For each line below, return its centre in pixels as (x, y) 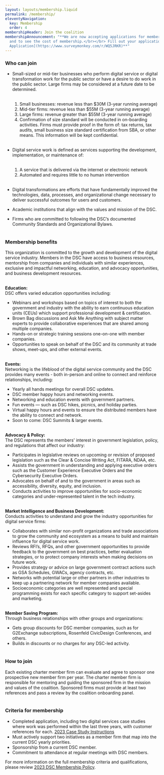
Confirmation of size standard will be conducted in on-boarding (83, 119)
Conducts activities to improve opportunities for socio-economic (77, 491)
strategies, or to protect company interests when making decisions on (82, 557)
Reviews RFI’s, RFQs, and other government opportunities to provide (81, 547)
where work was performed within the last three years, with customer (82, 726)
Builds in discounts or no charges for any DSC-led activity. (71, 643)
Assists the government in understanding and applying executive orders (84, 465)
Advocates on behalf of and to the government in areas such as (76, 481)
